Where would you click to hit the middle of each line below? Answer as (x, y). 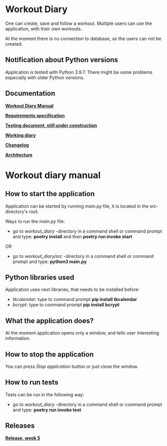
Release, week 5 (23, 438)
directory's (16, 211)
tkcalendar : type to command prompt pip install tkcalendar (75, 300)
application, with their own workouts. (44, 28)
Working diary (21, 135)
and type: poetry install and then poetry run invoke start (72, 236)
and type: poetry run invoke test (47, 410)
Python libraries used (40, 277)
